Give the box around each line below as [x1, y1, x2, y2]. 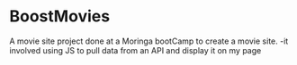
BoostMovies [9, 6, 111, 27]
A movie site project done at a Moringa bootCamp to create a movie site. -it [9, 36, 289, 46]
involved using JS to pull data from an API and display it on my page [9, 45, 262, 55]
